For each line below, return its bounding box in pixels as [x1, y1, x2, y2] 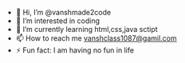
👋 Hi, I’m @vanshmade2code [15, 8, 112, 17]
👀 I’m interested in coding [15, 16, 100, 26]
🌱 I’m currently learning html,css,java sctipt [15, 25, 158, 33]
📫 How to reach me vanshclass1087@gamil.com [15, 33, 177, 43]
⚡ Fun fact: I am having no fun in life [15, 45, 134, 55]
